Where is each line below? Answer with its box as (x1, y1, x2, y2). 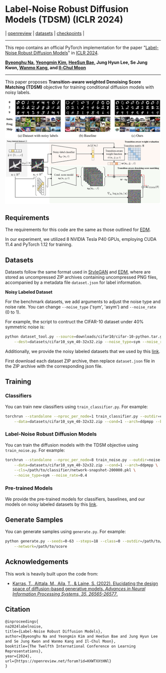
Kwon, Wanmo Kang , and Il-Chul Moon (5, 64, 86, 70)
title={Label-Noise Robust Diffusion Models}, (5, 629, 103, 634)
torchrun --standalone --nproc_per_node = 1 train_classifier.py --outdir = (5, 414, 161, 419)
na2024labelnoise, (5, 624, 43, 629)
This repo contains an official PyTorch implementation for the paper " (5, 45, 146, 50)
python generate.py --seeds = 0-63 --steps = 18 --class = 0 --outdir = (5, 539, 142, 544)
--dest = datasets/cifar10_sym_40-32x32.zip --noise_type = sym (14, 340, 140, 345)
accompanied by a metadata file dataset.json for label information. (5, 279, 142, 285)
